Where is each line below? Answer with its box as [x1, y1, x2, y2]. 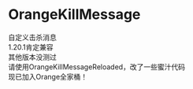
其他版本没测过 [8, 52, 57, 61]
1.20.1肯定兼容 [8, 42, 54, 52]
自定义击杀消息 [8, 32, 57, 42]
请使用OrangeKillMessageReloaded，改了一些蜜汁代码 [8, 61, 185, 72]
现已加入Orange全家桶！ [8, 72, 88, 81]
